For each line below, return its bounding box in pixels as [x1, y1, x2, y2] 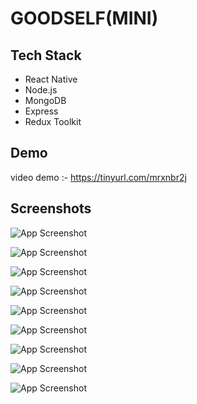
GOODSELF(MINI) [10, 7, 159, 30]
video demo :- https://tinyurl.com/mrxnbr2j [10, 171, 187, 183]
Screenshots [10, 200, 92, 217]
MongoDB [24, 95, 67, 106]
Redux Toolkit [24, 116, 82, 127]
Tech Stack [10, 47, 82, 64]
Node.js [24, 84, 58, 96]
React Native [24, 73, 78, 85]
